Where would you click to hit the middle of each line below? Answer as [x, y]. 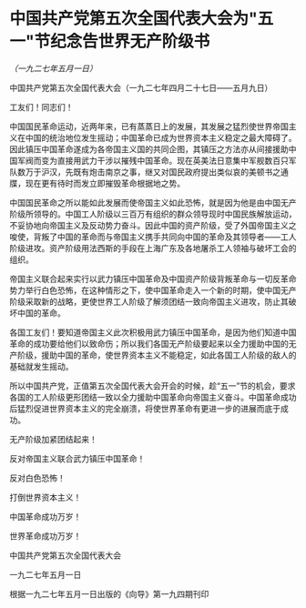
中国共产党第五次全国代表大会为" [133, 19]
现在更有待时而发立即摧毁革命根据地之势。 [105, 183]
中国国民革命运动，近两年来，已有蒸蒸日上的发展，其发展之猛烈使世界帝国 [149, 126]
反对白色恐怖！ [37, 478]
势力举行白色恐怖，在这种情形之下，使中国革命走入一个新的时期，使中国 [145, 290]
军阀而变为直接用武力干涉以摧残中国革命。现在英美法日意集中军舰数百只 [153, 160]
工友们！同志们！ [41, 106]
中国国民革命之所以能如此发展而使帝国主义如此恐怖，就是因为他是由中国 [145, 202]
